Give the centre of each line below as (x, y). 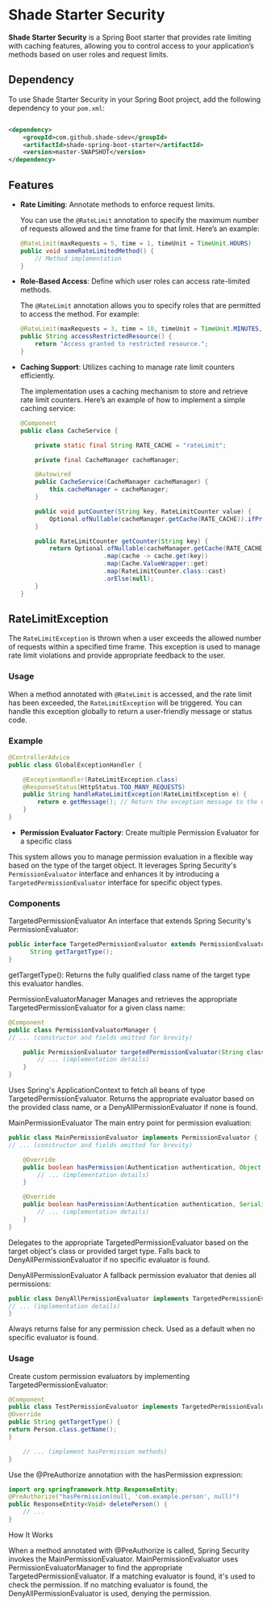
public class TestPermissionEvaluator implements (94, 1407)
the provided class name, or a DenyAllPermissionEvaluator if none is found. (133, 1108)
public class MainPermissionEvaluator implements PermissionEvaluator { (133, 1138)
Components (34, 903)
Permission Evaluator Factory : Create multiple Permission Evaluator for (140, 832)
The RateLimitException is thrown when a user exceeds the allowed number (135, 638)
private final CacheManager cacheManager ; (107, 460)
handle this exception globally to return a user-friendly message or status (130, 711)
